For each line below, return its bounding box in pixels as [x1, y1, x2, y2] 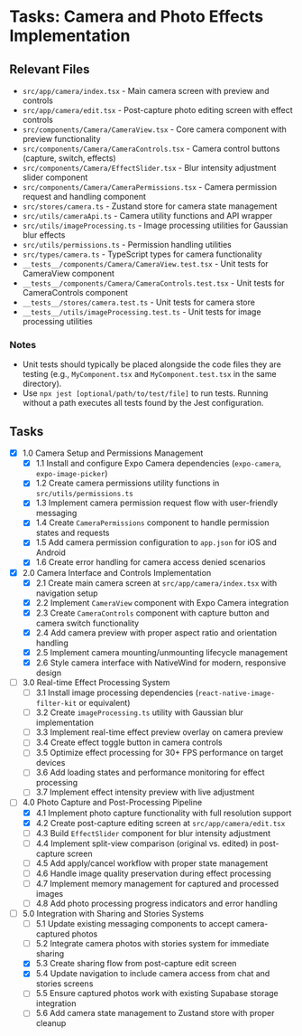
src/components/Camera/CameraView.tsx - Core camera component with [22, 124, 287, 135]
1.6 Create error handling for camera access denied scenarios [35, 557, 266, 568]
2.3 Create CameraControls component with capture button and [35, 607, 270, 618]
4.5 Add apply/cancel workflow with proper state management [35, 857, 269, 869]
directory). [22, 378, 62, 390]
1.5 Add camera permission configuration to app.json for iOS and [35, 537, 278, 548]
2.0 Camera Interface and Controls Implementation [22, 567, 212, 578]
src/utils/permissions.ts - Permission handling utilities [22, 240, 232, 250]
